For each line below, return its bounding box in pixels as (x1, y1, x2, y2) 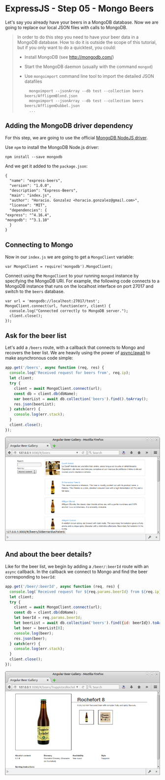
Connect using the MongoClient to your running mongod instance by (5, 272, 139, 278)
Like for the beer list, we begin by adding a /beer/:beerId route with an (5, 563, 149, 569)
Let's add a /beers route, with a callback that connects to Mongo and (5, 344, 145, 350)
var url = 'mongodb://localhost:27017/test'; (5, 299, 100, 304)
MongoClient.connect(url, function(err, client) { (5, 304, 111, 308)
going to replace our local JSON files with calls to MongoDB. (5, 24, 128, 30)
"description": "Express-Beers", (9, 188, 78, 193)
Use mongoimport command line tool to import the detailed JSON (24, 73, 154, 79)
